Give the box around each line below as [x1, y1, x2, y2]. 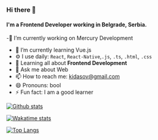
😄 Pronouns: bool [15, 82, 61, 89]
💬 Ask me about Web [15, 66, 69, 73]
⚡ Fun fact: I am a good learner [15, 88, 94, 96]
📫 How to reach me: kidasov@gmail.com [15, 73, 120, 80]
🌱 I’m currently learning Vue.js [15, 46, 92, 54]
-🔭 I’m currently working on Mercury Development [6, 34, 134, 42]
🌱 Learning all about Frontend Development [15, 60, 127, 67]
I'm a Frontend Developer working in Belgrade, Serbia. [6, 21, 147, 28]
